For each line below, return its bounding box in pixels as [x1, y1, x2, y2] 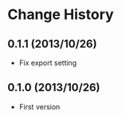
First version [18, 101, 61, 112]
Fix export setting [18, 58, 77, 67]
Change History [7, 6, 114, 24]
